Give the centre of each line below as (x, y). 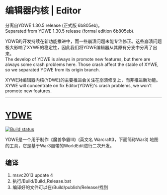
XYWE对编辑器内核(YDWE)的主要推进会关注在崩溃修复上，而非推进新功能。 (83, 80)
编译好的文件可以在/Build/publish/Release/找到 (60, 187)
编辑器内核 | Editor (43, 11)
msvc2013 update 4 (33, 175)
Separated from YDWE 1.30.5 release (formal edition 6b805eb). (70, 31)
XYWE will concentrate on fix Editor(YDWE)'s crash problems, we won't (79, 85)
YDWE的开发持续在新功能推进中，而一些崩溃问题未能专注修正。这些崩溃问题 (83, 41)
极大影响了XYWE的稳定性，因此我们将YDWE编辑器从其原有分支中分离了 (79, 47)
